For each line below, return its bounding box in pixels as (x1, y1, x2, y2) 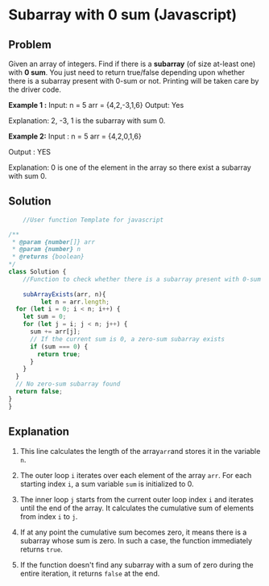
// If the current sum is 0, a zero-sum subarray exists (29, 335, 226, 343)
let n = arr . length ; (40, 298, 110, 306)
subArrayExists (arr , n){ (23, 290, 106, 299)
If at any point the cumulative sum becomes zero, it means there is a (19, 527, 247, 537)
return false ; (15, 388, 63, 396)
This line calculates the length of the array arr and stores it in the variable (19, 446, 261, 456)
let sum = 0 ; (23, 312, 67, 321)
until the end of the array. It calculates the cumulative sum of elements (19, 503, 255, 513)
